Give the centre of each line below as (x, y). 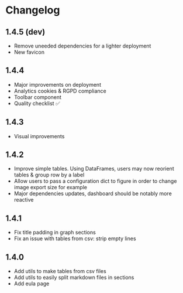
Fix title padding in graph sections (55, 233)
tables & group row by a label (49, 175)
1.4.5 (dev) (25, 32)
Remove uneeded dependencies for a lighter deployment (82, 46)
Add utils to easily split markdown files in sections (74, 277)
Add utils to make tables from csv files (60, 271)
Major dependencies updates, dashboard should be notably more (93, 193)
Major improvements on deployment (58, 84)
